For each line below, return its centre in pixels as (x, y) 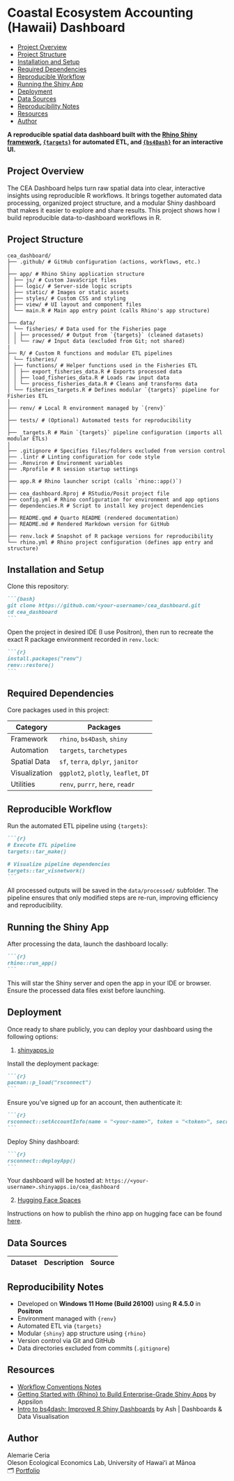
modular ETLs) (28, 438)
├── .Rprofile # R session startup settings (73, 469)
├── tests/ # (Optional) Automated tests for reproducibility (99, 420)
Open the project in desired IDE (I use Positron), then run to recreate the (110, 631)
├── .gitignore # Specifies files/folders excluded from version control (117, 451)
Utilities (23, 784)
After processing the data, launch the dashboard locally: (88, 944)
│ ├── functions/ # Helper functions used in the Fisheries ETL (102, 365)
